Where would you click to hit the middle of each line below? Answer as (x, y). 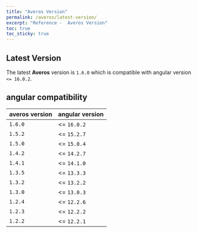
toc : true (18, 28)
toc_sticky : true (28, 34)
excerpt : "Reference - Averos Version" (57, 23)
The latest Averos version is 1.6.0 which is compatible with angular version (99, 72)
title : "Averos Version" (37, 12)
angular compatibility (47, 97)
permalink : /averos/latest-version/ (51, 17)
